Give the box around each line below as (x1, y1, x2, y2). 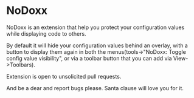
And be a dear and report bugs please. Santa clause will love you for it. (6, 84, 184, 91)
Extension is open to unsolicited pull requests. (6, 73, 122, 80)
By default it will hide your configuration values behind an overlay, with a (6, 42, 189, 49)
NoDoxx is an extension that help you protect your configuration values (6, 24, 185, 31)
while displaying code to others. (6, 30, 86, 37)
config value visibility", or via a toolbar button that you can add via (6, 54, 172, 62)
